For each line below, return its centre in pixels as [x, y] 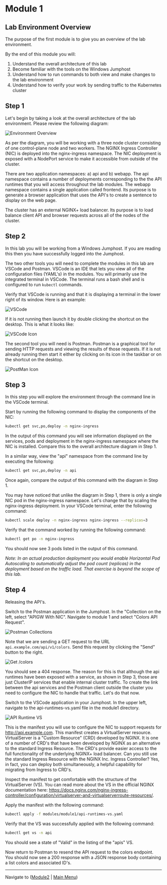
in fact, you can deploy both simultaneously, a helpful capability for [74, 764]
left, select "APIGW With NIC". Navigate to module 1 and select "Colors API [82, 617]
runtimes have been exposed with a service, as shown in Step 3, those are [81, 677]
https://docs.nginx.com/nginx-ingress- [88, 790]
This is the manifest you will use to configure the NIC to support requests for [83, 727]
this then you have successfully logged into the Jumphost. [65, 253]
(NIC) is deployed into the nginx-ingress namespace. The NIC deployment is [83, 153]
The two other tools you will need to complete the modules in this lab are [80, 263]
